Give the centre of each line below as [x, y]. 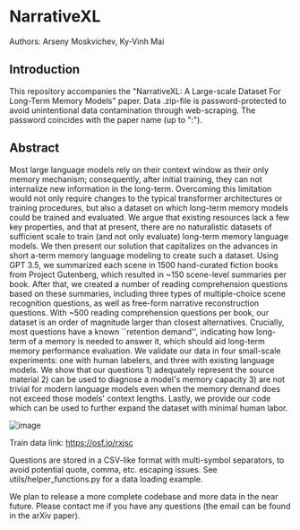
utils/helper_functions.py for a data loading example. [106, 479]
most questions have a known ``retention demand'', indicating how [132, 331]
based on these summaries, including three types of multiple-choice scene [148, 293]
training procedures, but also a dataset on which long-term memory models [149, 207]
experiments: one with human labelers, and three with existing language [142, 360]
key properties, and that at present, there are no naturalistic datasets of [141, 227]
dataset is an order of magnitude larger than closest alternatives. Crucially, [147, 322]
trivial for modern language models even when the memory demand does [145, 388]
